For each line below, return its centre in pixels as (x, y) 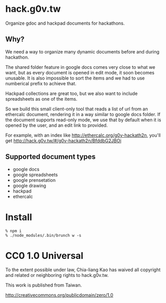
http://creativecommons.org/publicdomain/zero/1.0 (59, 295)
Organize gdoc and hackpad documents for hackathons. (65, 23)
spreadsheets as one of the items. (41, 99)
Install (19, 217)
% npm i (14, 231)
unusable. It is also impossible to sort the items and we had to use (75, 78)
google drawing (29, 185)
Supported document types (51, 157)
